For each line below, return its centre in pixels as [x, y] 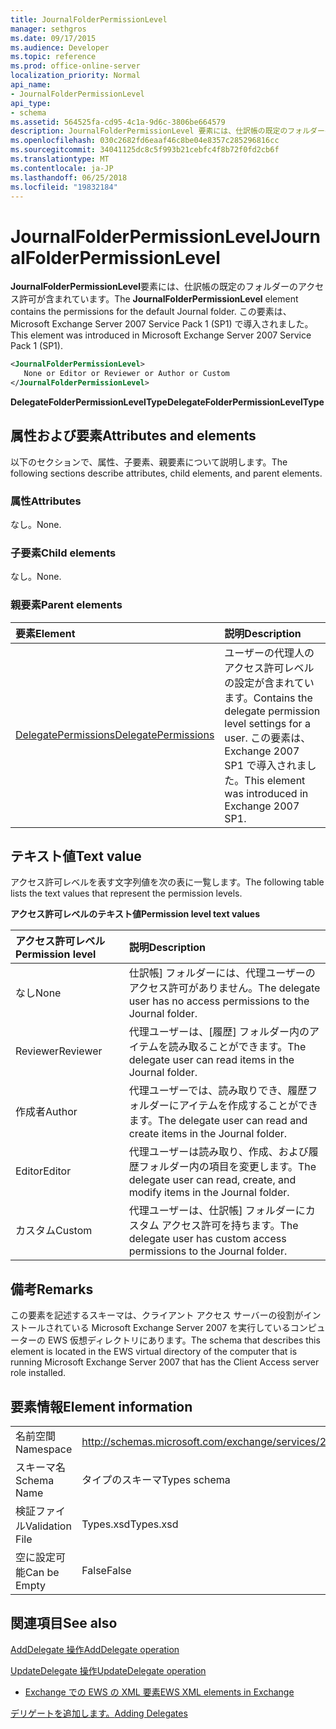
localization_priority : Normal [75, 76]
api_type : [31, 103]
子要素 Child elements [63, 553]
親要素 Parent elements [66, 605]
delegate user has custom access [207, 1239]
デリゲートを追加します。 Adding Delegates [99, 1713]
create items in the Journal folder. [208, 1134]
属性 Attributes [46, 501]
